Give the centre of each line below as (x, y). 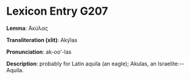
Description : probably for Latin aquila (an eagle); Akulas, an (82, 64)
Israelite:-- (171, 64)
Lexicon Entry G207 (57, 11)
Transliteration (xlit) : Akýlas (42, 40)
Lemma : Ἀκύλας (27, 28)
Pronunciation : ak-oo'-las (39, 52)
